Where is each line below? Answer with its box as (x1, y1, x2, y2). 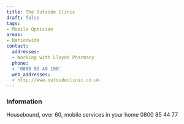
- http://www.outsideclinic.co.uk (12, 77, 100, 83)
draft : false (6, 15, 40, 21)
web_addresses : (12, 71, 51, 78)
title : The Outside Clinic (6, 9, 75, 15)
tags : (6, 20, 20, 26)
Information (6, 97, 42, 106)
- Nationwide (6, 37, 40, 43)
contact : (6, 43, 29, 49)
